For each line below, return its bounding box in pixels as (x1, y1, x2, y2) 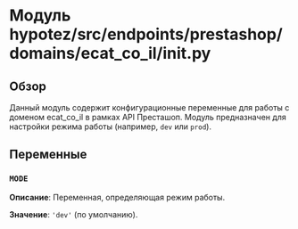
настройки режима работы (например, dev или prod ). (9, 121, 212, 132)
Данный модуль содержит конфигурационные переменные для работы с (9, 102, 290, 112)
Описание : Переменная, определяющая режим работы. (9, 192, 226, 202)
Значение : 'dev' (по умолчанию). (9, 209, 138, 219)
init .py (161, 44, 211, 63)
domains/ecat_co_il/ (9, 44, 163, 63)
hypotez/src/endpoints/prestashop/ (9, 24, 283, 45)
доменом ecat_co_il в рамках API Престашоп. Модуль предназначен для (9, 112, 287, 122)
